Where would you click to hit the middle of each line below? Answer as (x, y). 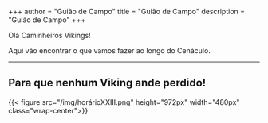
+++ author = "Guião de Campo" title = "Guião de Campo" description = (127, 12)
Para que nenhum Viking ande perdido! (107, 83)
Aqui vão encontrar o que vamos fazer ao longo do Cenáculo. (110, 50)
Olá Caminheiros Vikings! (49, 35)
